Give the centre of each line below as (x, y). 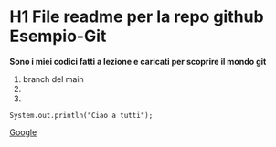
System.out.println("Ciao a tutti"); (81, 115)
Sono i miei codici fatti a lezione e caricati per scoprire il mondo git (138, 61)
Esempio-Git (58, 36)
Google (23, 132)
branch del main (53, 79)
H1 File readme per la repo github (137, 17)
